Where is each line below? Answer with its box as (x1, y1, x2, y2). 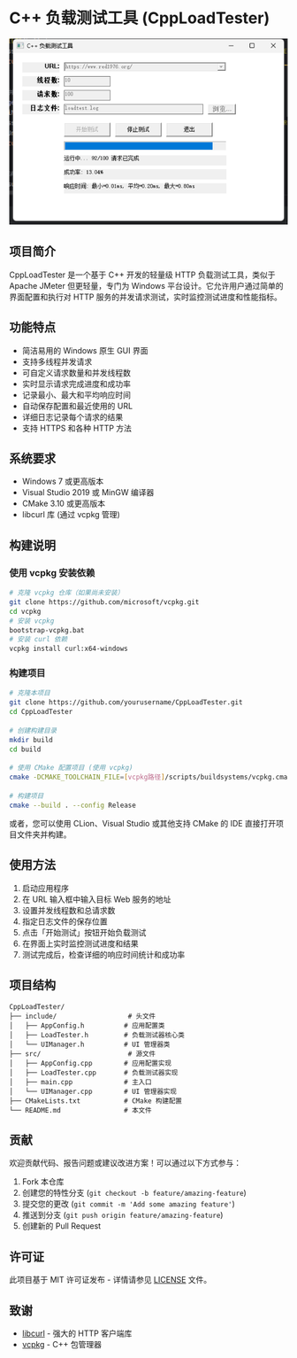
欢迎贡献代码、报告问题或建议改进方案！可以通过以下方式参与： (9, 1158, 241, 1168)
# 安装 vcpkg (9, 617, 55, 625)
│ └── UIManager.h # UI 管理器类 (9, 1040, 171, 1050)
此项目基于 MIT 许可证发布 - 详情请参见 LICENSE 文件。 (9, 1275, 212, 1285)
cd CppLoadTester (9, 708, 73, 717)
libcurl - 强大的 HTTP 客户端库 (21, 1328, 133, 1339)
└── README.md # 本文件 (9, 1106, 152, 1115)
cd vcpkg (9, 607, 42, 616)
